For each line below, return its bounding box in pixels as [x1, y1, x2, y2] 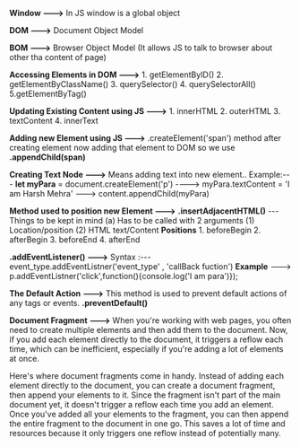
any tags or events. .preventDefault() [9, 298, 149, 308]
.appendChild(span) [9, 152, 87, 162]
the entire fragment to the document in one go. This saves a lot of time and [9, 418, 286, 429]
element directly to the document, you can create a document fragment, [9, 381, 276, 390]
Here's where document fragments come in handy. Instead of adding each [9, 371, 285, 381]
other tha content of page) [9, 52, 107, 62]
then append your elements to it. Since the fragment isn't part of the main [9, 390, 280, 400]
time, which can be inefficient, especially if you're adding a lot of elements [9, 344, 284, 354]
